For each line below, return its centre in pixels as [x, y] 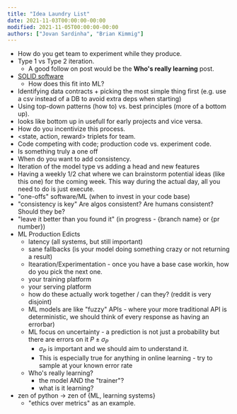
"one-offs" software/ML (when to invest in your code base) [104, 197]
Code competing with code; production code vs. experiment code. [115, 144]
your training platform [60, 280]
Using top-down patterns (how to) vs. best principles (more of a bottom [122, 106]
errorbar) [41, 324]
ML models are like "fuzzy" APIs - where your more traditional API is [128, 309]
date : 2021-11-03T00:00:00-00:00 [57, 21]
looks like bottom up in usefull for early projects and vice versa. [110, 122]
